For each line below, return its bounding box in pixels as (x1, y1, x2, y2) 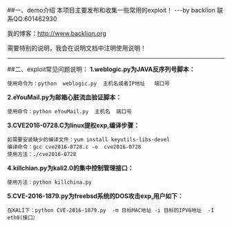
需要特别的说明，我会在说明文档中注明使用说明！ (7, 44, 146, 52)
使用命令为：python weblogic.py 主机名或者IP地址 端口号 (7, 80, 171, 87)
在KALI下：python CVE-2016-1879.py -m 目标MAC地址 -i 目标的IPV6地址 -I (7, 207, 215, 214)
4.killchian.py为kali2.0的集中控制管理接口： (7, 164, 134, 172)
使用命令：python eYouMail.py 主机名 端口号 (7, 108, 133, 115)
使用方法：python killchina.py (7, 179, 92, 186)
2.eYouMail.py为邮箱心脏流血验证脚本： (7, 93, 122, 101)
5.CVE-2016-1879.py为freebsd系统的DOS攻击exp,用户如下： (7, 192, 184, 200)
